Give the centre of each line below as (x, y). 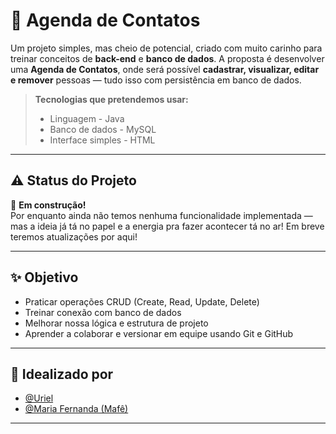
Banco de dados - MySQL (103, 129)
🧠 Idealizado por (62, 374)
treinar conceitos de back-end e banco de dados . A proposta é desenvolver (167, 58)
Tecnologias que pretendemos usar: (111, 99)
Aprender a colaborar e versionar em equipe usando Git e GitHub (159, 333)
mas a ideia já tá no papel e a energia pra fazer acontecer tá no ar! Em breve (167, 226)
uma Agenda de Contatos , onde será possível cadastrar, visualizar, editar (165, 69)
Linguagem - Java (87, 118)
